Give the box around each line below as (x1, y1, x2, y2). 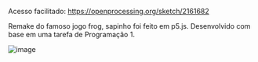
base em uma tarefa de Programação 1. (8, 30, 136, 39)
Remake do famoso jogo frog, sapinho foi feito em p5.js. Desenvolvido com (8, 22, 251, 30)
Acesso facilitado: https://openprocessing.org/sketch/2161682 (8, 7, 209, 15)
